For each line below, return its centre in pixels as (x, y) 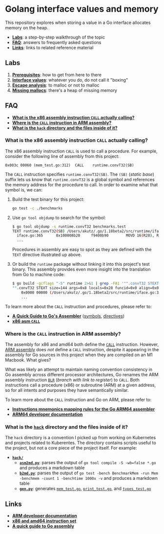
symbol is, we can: (24, 190)
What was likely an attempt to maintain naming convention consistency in (79, 369)
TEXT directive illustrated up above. (47, 255)
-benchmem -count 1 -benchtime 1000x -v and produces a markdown (88, 478)
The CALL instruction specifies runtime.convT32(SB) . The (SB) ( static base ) (80, 174)
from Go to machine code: (38, 275)
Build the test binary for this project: (48, 199)
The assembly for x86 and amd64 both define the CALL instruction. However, (82, 344)
